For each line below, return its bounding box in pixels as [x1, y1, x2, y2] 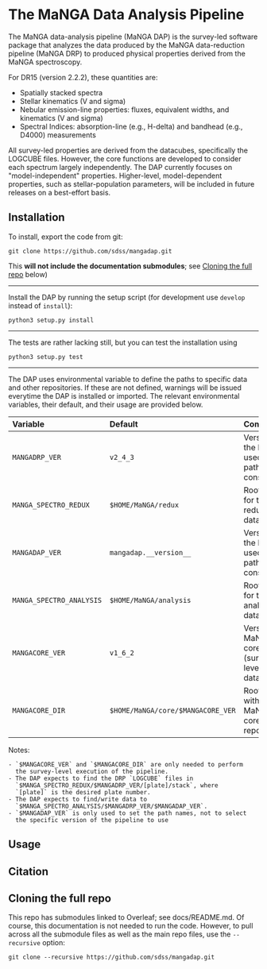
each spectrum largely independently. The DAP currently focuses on [8, 162, 233, 172]
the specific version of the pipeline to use [15, 816, 169, 824]
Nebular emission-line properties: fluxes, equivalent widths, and [19, 105, 230, 114]
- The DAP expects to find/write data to [8, 795, 148, 803]
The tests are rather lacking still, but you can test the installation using [8, 338, 238, 347]
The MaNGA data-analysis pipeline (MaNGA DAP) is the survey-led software [8, 32, 258, 41]
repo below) [8, 269, 48, 279]
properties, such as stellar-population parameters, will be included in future [8, 179, 255, 188]
